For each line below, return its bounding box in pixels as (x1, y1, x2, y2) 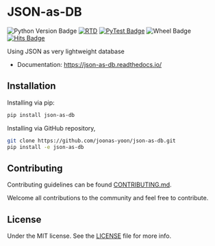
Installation (7, 80, 56, 92)
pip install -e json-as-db (7, 143, 84, 150)
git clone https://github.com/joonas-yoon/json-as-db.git (7, 137, 176, 144)
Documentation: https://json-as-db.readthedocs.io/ (16, 60, 162, 68)
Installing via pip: (7, 98, 55, 107)
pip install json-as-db (7, 111, 75, 118)
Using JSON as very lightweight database (7, 47, 125, 55)
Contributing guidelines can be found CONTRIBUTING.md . (7, 180, 173, 189)
